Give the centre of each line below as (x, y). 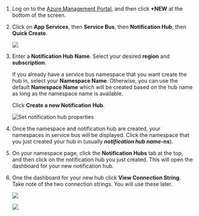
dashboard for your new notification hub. (63, 166)
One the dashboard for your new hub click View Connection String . (96, 178)
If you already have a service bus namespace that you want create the (99, 74)
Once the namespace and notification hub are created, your (86, 129)
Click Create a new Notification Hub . (58, 105)
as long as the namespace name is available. (68, 94)
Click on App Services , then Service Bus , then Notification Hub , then (99, 27)
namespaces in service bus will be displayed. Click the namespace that (100, 135)
